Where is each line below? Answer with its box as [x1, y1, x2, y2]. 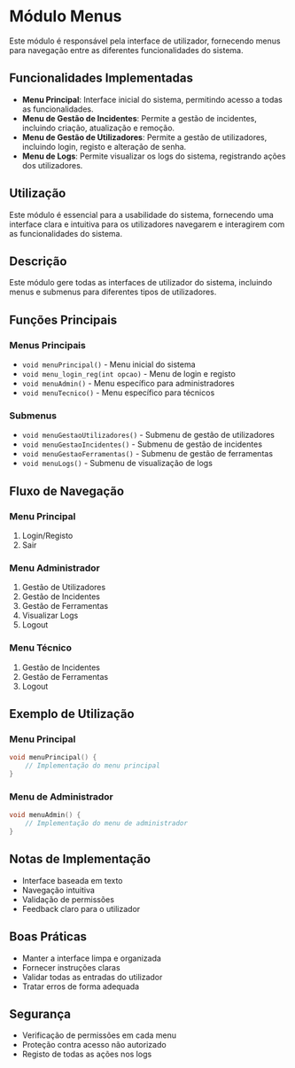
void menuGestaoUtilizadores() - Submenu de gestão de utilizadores [21, 430, 275, 440]
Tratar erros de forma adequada [21, 981, 140, 992]
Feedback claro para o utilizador [21, 903, 141, 914]
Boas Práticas [9, 929, 87, 945]
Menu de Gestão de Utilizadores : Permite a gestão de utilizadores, [21, 131, 268, 143]
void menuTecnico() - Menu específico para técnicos [21, 387, 215, 398]
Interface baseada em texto [21, 875, 123, 885]
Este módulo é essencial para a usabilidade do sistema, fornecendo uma [9, 209, 275, 220]
